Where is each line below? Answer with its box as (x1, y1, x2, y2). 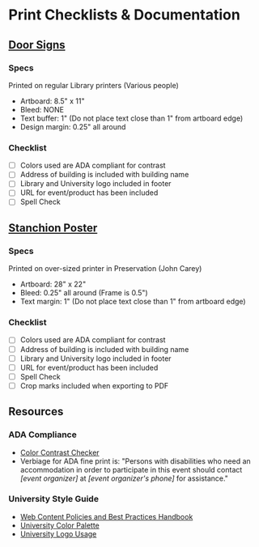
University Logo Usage (19, 528, 97, 539)
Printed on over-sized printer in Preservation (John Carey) (8, 264, 202, 273)
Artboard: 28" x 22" (19, 279, 87, 289)
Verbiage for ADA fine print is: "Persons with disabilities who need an (19, 456, 251, 466)
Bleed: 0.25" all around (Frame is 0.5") (19, 288, 148, 298)
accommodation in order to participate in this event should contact (19, 464, 243, 474)
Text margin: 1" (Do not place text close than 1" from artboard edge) (19, 297, 246, 307)
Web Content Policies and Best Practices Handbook (19, 511, 193, 521)
